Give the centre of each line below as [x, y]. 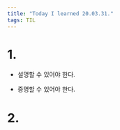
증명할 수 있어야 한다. [46, 89]
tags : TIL [22, 20]
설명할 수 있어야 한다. [46, 74]
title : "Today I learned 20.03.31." [60, 14]
